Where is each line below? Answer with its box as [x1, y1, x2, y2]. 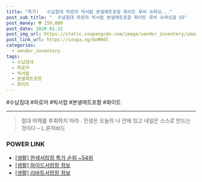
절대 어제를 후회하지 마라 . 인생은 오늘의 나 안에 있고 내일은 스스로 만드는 [20, 117, 191, 124]
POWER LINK [6, 139, 45, 148]
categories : [6, 43, 36, 49]
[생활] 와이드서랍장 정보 [14, 162, 71, 169]
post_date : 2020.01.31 [6, 25, 63, 32]
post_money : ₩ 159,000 [6, 20, 63, 26]
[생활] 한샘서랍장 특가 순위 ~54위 [14, 154, 93, 162]
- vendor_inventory [11, 48, 61, 54]
